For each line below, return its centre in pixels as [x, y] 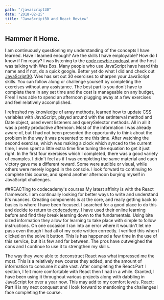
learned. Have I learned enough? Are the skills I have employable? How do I [81, 56]
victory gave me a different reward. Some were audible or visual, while [76, 164]
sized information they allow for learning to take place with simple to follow [81, 221]
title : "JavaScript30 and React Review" [47, 19]
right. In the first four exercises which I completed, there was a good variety [82, 154]
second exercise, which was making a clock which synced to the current [78, 143]
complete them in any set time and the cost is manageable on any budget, [80, 92]
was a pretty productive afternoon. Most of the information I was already [78, 127]
